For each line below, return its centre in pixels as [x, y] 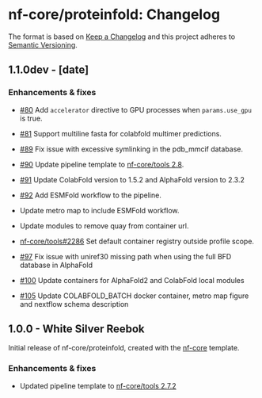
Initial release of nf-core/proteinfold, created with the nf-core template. [124, 348]
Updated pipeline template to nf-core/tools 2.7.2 [98, 385]
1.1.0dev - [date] [49, 70]
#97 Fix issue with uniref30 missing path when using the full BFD [125, 256]
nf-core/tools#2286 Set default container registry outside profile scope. [137, 241]
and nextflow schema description [74, 304]
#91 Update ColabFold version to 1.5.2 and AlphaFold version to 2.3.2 [132, 179]
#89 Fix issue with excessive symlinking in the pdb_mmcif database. [131, 149]
